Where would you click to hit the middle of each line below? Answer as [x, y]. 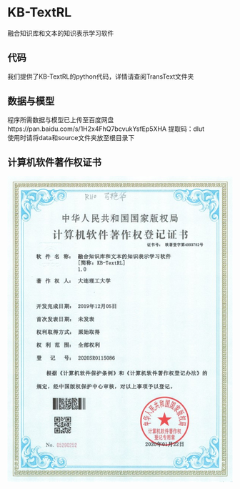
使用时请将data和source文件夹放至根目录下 [71, 137]
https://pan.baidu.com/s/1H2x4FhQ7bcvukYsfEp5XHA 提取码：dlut [106, 129]
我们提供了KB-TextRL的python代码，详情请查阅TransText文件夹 [101, 76]
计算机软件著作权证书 [54, 162]
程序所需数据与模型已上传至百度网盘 [61, 119]
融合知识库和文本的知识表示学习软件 [61, 33]
